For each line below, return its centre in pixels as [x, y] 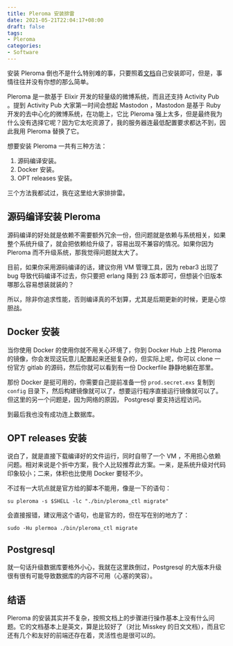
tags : [15, 33]
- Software [23, 53]
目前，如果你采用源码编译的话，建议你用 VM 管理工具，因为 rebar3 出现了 [113, 267]
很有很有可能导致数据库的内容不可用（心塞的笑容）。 [81, 576]
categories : [24, 46]
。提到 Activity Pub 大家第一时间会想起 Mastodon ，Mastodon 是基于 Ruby [114, 105]
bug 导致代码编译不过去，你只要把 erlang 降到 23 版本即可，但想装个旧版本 [115, 276]
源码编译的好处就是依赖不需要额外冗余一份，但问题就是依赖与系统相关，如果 [116, 235]
